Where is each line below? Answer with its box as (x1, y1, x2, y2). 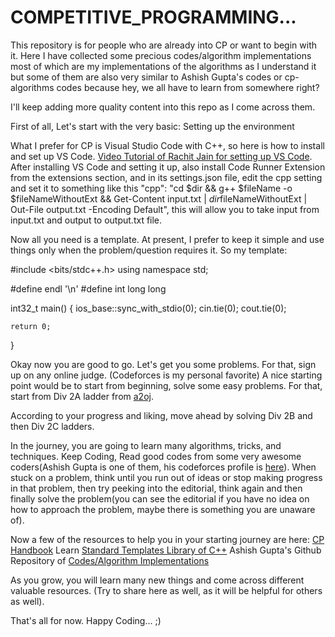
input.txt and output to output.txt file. (10, 214, 163, 226)
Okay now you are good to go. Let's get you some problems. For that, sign (10, 358, 317, 370)
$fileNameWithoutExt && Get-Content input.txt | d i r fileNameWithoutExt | (10, 192, 308, 205)
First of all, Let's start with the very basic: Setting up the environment (10, 120, 295, 132)
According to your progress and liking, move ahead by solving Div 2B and (10, 409, 313, 421)
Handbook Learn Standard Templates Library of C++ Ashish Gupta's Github (10, 544, 322, 556)
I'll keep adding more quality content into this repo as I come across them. (10, 101, 316, 113)
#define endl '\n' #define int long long (10, 282, 167, 295)
